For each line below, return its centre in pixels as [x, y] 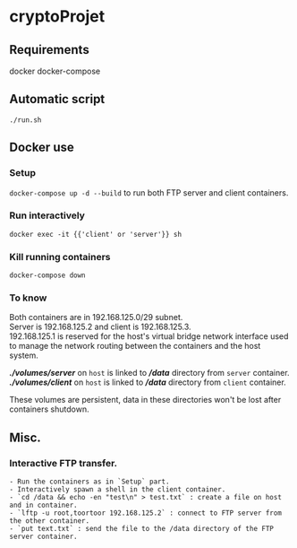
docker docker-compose [55, 71]
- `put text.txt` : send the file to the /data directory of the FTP [142, 529]
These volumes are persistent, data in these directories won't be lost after [145, 400]
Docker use [42, 148]
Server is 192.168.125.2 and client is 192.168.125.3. [100, 327]
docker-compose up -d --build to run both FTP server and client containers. [149, 192]
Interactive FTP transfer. [64, 463]
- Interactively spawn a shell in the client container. [118, 490]
